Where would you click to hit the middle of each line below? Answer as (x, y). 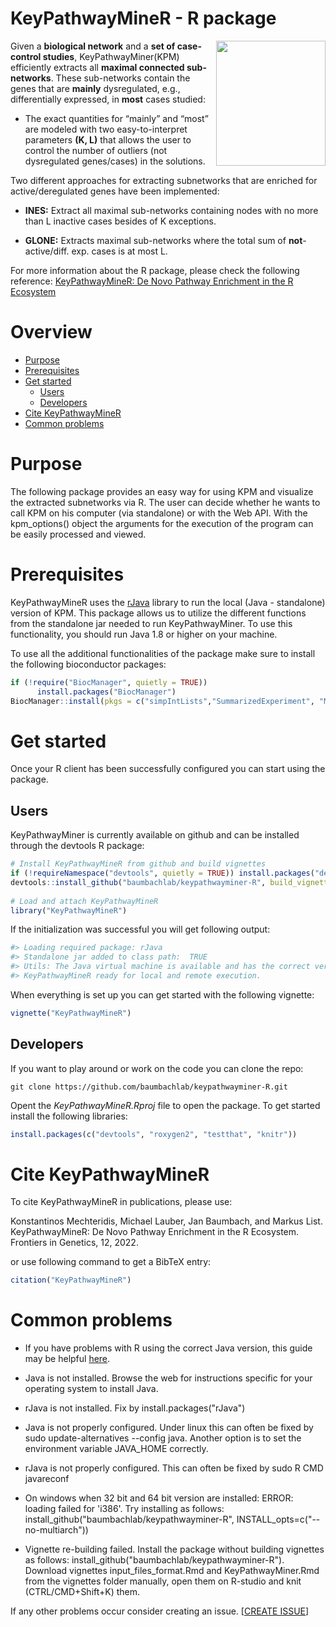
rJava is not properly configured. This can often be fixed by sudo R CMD (174, 1468)
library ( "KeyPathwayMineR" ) (69, 910)
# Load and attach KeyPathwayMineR (84, 901)
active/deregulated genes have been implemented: (115, 191)
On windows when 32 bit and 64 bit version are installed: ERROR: (159, 1498)
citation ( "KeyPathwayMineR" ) (71, 1280)
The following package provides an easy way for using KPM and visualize (162, 491)
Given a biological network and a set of (93, 46)
